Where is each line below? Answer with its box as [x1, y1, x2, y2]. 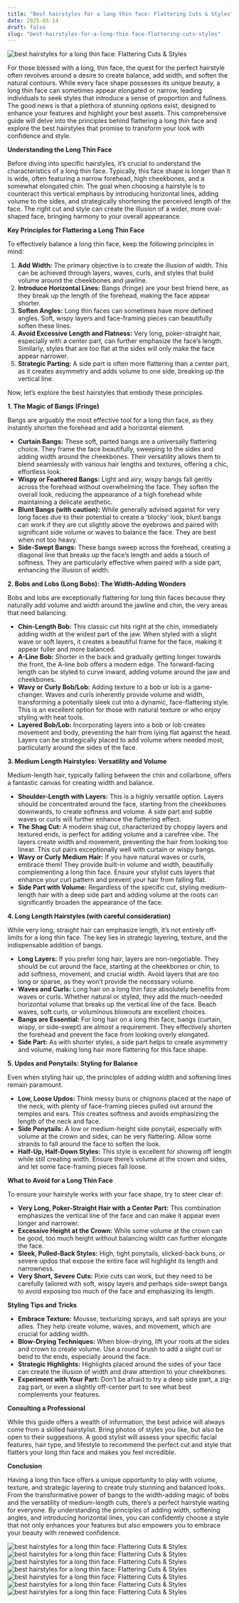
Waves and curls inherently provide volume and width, [45, 690, 205, 699]
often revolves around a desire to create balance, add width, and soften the [7, 71, 228, 80]
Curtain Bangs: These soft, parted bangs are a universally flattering [17, 437, 217, 446]
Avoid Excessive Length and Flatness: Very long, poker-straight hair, [17, 329, 222, 338]
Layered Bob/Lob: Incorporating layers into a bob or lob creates [17, 720, 206, 730]
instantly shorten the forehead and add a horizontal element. [7, 424, 185, 432]
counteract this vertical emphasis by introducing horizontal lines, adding [7, 189, 219, 198]
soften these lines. [17, 322, 73, 330]
